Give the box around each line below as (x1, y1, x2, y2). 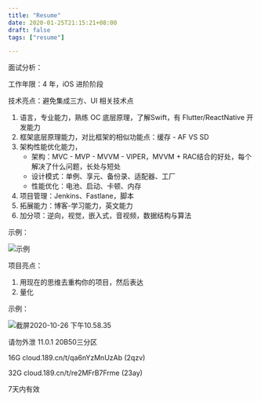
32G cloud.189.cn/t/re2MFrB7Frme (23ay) (8, 368, 143, 377)
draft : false (8, 26, 51, 34)
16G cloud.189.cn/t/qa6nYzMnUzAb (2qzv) (8, 353, 146, 363)
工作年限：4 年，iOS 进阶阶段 (8, 79, 103, 89)
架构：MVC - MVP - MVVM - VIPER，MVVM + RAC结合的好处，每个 (31, 152, 252, 162)
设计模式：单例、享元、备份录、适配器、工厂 (31, 172, 176, 181)
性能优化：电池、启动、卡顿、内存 (31, 181, 142, 191)
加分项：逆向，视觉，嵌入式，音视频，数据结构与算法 (19, 211, 192, 221)
